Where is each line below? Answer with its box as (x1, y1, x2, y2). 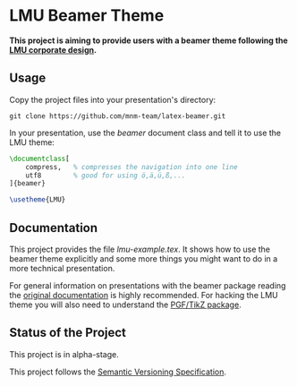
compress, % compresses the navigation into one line (25, 162, 239, 171)
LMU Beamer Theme (9, 5, 165, 26)
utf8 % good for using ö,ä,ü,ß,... (25, 171, 186, 180)
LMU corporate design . (9, 44, 97, 55)
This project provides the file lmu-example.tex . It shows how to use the (9, 244, 271, 254)
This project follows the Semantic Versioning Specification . (9, 366, 226, 377)
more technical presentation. (9, 262, 115, 273)
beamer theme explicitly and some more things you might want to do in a (9, 253, 278, 264)
